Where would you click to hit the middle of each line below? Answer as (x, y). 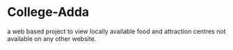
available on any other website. (52, 38)
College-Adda (48, 12)
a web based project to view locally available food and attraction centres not (116, 31)
